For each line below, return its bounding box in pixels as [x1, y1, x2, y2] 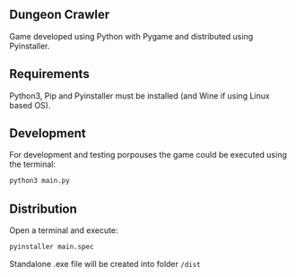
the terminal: [9, 159, 57, 169]
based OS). [9, 100, 51, 110]
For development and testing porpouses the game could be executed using [9, 150, 287, 160]
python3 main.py [9, 177, 70, 186]
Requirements [9, 66, 90, 82]
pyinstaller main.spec [9, 242, 94, 252]
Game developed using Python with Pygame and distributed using [9, 30, 254, 41]
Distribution [9, 201, 78, 216]
